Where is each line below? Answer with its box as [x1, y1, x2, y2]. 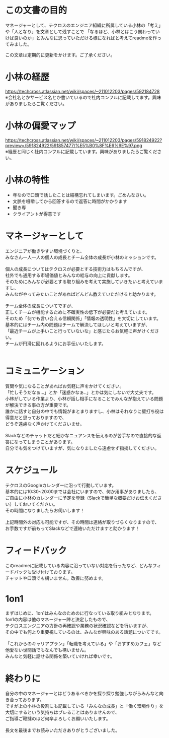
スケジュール [5, 464, 58, 476]
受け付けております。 [31, 569, 75, 575]
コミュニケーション [5, 365, 84, 377]
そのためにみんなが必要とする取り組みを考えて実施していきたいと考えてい [5, 278, 159, 285]
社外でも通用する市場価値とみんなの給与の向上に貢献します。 [5, 272, 133, 278]
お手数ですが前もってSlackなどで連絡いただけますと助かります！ [5, 525, 140, 531]
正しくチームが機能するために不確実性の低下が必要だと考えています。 [5, 309, 150, 315]
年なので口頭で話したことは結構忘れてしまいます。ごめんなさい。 [12, 192, 149, 198]
